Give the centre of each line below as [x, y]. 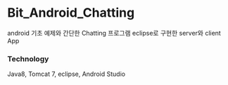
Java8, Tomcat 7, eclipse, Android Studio [66, 74]
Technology [28, 59]
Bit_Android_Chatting [71, 13]
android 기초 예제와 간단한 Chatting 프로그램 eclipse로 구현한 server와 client [114, 33]
